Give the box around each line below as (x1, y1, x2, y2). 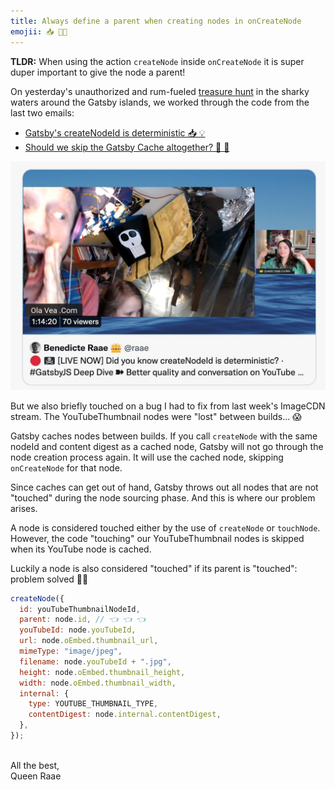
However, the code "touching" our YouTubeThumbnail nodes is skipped (10, 532, 305, 544)
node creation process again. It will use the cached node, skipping (10, 451, 284, 463)
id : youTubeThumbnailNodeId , (19, 604, 141, 614)
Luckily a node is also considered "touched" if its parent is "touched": (10, 562, 298, 574)
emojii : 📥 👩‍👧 (10, 26, 68, 37)
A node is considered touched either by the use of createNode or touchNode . (10, 521, 321, 534)
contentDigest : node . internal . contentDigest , (28, 710, 222, 720)
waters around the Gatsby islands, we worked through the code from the (10, 96, 310, 108)
